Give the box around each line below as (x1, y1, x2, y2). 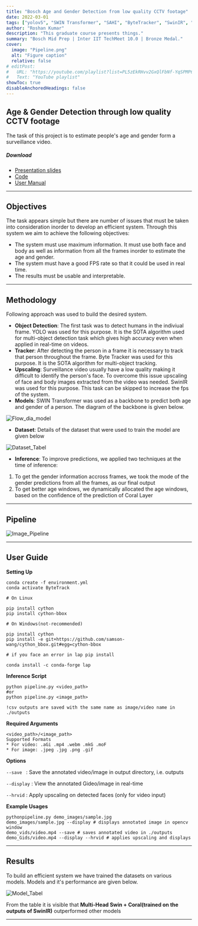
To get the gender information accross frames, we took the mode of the (14, 473, 189, 480)
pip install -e (6, 636, 44, 642)
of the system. (14, 391, 50, 398)
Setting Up (6, 568, 33, 575)
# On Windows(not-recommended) (6, 621, 83, 627)
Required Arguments (6, 720, 58, 727)
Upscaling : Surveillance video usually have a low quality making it (14, 366, 176, 373)
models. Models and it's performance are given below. (6, 878, 138, 885)
